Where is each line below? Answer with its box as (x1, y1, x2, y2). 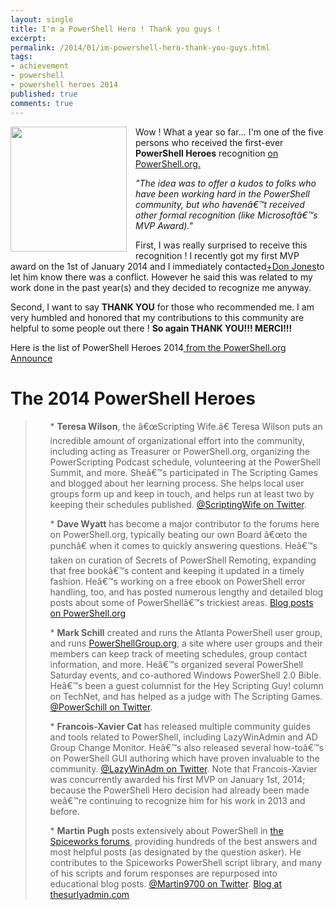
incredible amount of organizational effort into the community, (49, 435, 305, 447)
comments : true (10, 98, 74, 108)
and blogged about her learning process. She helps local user (49, 477, 305, 490)
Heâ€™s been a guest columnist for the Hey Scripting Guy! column (49, 680, 324, 692)
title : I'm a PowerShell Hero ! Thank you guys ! (10, 24, 222, 34)
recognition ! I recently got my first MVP (135, 249, 300, 261)
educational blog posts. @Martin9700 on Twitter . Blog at (49, 878, 283, 890)
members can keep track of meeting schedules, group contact (49, 648, 308, 660)
